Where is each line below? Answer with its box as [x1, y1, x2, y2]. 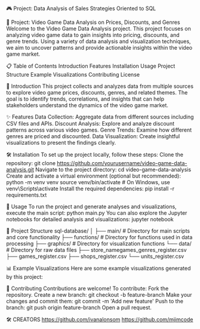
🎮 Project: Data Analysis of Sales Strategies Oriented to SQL [6, 5, 156, 12]
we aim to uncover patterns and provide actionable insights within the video [6, 44, 193, 51]
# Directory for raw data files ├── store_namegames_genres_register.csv [6, 246, 187, 253]
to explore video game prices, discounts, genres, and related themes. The [6, 89, 188, 96]
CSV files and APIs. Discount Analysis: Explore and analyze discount [6, 120, 175, 127]
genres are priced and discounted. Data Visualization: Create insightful [6, 133, 180, 139]
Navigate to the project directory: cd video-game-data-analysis [35, 166, 192, 173]
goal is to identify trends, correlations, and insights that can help [6, 95, 165, 102]
